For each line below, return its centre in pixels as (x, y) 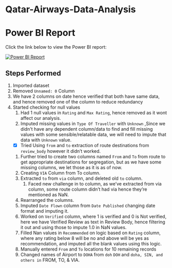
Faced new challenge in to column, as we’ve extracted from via (95, 184)
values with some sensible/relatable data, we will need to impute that (93, 134)
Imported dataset (31, 85)
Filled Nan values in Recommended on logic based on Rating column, (90, 233)
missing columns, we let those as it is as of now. (71, 167)
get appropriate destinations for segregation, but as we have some (91, 162)
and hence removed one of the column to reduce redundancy (78, 101)
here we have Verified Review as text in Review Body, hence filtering (93, 222)
